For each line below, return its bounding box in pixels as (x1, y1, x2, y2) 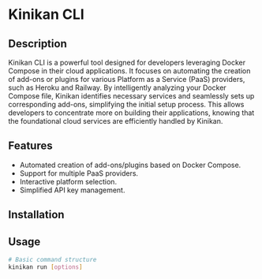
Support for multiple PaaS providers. (19, 168, 139, 178)
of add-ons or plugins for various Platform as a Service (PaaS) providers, (8, 75, 245, 84)
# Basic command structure (8, 256, 97, 264)
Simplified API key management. (19, 185, 125, 195)
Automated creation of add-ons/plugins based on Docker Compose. (19, 160, 241, 169)
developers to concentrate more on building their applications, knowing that (8, 108, 255, 117)
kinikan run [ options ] (8, 262, 83, 271)
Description (8, 37, 67, 50)
